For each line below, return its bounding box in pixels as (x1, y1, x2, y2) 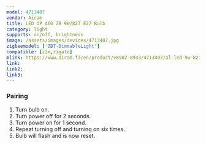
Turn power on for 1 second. (15, 119, 87, 126)
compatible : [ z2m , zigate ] (6, 49, 72, 55)
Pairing (6, 92, 29, 100)
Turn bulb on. (15, 105, 50, 113)
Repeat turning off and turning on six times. (15, 125, 126, 132)
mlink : (6, 55, 23, 61)
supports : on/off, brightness (6, 32, 84, 38)
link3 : (6, 72, 23, 78)
